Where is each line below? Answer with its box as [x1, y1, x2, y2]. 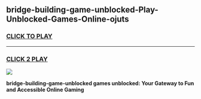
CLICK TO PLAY [6, 32, 53, 41]
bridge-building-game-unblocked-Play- [6, 5, 159, 15]
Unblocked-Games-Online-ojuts [6, 14, 130, 25]
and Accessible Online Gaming [6, 86, 84, 93]
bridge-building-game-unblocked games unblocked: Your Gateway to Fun [6, 79, 194, 86]
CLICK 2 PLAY [6, 55, 48, 63]
